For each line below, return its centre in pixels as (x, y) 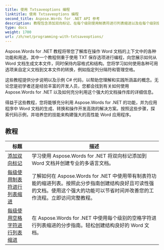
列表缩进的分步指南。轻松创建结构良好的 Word (90, 225)
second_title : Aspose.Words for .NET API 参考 (52, 19)
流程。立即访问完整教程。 (66, 198)
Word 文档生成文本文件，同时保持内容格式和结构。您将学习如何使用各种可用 (82, 63)
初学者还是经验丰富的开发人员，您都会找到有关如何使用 (73, 86)
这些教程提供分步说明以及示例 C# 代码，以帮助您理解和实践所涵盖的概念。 (80, 80)
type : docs (16, 28)
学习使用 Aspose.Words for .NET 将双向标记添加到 (89, 155)
